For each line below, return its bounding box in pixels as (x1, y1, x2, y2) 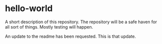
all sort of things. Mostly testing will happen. (5, 24, 93, 29)
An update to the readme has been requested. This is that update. (5, 33, 136, 39)
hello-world (5, 3, 53, 14)
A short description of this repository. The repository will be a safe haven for (5, 19, 157, 25)
